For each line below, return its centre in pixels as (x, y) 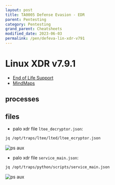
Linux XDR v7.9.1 (41, 64)
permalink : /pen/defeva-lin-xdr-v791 (45, 39)
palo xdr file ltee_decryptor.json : (48, 129)
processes (22, 99)
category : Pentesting (28, 24)
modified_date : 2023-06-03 (34, 34)
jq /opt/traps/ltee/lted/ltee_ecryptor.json (53, 138)
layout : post (19, 10)
